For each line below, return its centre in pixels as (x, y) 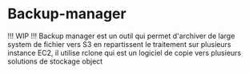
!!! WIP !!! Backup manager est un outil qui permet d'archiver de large (121, 36)
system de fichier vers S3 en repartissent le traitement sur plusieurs (119, 44)
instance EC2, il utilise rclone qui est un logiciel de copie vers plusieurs (124, 53)
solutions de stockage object (55, 61)
